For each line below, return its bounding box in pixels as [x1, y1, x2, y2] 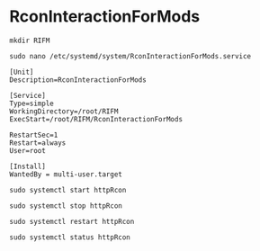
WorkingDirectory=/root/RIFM [9, 106, 119, 116]
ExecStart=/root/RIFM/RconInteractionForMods [9, 114, 183, 123]
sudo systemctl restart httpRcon [9, 217, 135, 226]
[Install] [9, 162, 47, 171]
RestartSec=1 [9, 130, 58, 139]
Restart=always [9, 138, 67, 148]
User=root [9, 146, 47, 155]
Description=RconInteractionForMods [9, 75, 147, 85]
